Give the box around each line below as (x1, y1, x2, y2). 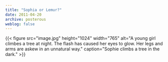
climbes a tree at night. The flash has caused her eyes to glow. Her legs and (5, 41, 163, 47)
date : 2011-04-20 (5, 12, 42, 17)
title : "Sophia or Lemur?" (5, 7, 62, 13)
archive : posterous (5, 17, 46, 22)
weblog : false (5, 21, 35, 27)
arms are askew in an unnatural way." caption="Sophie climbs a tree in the (5, 46, 160, 52)
